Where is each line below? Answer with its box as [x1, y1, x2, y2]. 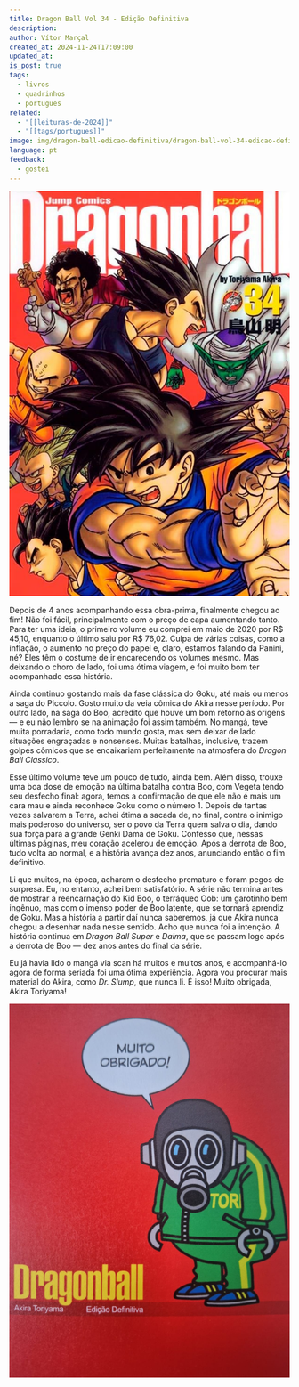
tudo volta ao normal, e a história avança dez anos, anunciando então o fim [9, 847, 286, 858]
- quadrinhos [17, 89, 66, 98]
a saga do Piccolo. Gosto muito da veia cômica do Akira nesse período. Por [9, 697, 286, 708]
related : [9, 108, 42, 118]
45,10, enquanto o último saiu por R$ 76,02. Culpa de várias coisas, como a [9, 633, 285, 644]
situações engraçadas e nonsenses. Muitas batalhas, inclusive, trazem [9, 735, 269, 746]
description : [9, 23, 58, 33]
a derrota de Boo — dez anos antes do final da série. [9, 940, 203, 951]
